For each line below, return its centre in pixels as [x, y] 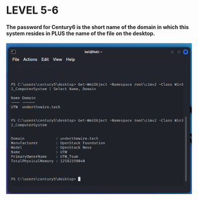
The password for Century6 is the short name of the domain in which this [98, 27]
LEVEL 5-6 [32, 10]
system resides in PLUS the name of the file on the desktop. [80, 33]
